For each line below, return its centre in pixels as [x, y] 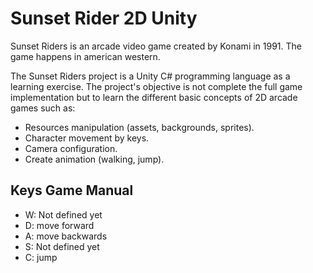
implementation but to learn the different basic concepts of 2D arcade [154, 97]
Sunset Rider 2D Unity [104, 18]
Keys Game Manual [72, 190]
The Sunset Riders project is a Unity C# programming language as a [150, 76]
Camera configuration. [71, 148]
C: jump [41, 257]
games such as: [43, 108]
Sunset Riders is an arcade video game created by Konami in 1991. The [156, 46]
